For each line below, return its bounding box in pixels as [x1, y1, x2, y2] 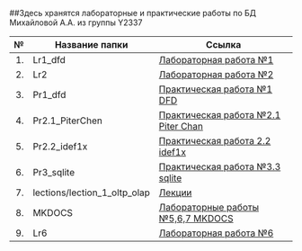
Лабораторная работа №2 [158, 68, 274, 80]
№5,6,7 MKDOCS [158, 212, 234, 224]
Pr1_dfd [32, 89, 67, 101]
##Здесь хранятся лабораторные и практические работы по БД [9, 8, 257, 18]
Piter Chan [158, 121, 204, 132]
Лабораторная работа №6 [158, 227, 274, 239]
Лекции [158, 186, 192, 199]
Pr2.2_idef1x [32, 140, 88, 152]
